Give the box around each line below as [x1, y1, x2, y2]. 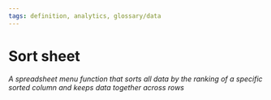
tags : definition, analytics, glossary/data [8, 11, 161, 20]
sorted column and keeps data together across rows [8, 82, 185, 92]
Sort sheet [8, 46, 81, 65]
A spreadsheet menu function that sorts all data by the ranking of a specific [8, 74, 263, 84]
